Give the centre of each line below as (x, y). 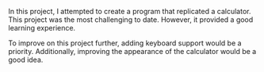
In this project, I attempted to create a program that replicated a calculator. (130, 11)
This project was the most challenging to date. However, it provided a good (131, 20)
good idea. (26, 59)
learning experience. (42, 28)
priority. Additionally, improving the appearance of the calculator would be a (132, 51)
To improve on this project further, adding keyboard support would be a (125, 43)
